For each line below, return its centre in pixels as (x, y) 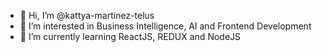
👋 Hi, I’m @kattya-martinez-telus (87, 15)
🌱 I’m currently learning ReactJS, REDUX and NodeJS (130, 36)
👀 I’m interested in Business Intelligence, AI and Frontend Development (165, 26)
